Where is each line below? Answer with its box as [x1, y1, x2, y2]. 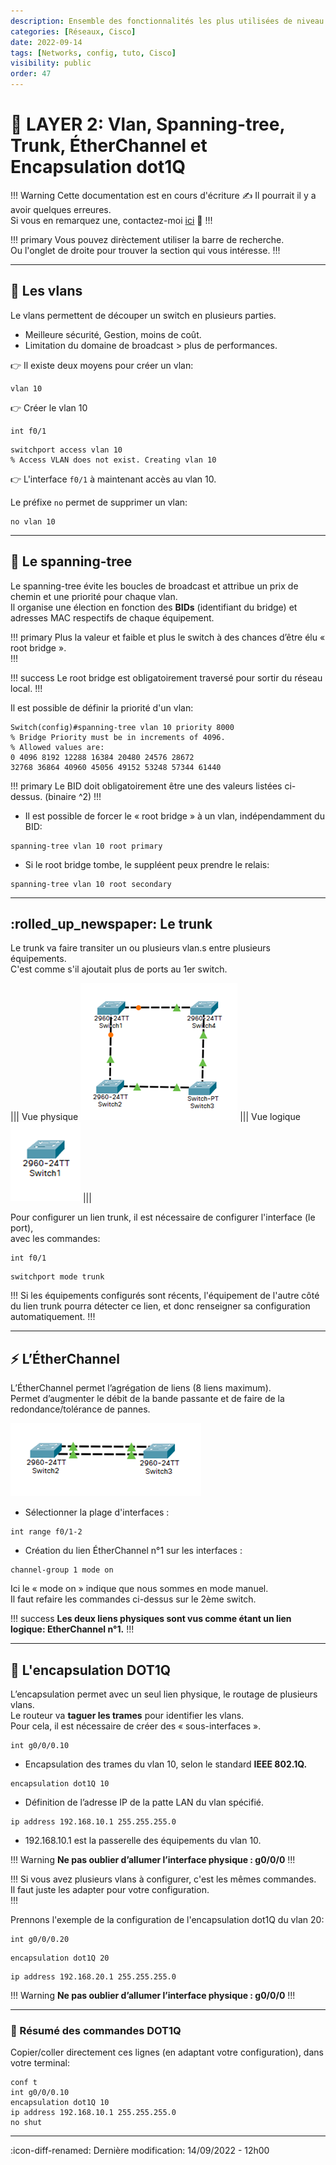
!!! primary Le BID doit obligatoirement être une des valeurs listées [10, 780, 283, 792]
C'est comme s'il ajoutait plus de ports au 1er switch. [10, 963, 228, 975]
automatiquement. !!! [10, 1311, 96, 1323]
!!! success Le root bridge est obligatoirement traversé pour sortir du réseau [10, 671, 323, 684]
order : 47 [10, 69, 52, 79]
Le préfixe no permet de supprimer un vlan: [10, 496, 188, 508]
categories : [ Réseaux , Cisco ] [10, 26, 137, 37]
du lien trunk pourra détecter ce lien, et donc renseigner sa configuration [10, 1300, 311, 1312]
